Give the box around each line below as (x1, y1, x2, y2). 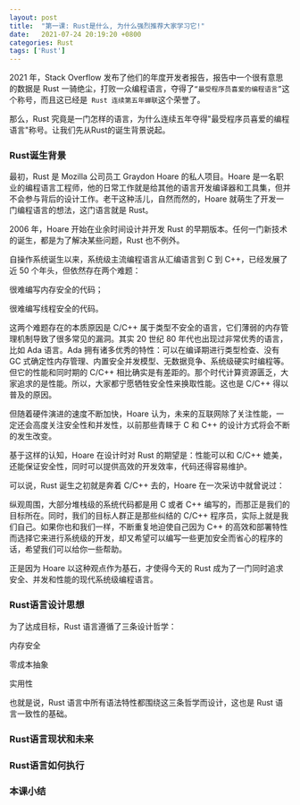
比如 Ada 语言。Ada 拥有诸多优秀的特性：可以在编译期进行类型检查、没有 (9, 345, 279, 355)
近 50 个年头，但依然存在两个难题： (9, 265, 141, 276)
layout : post (9, 13, 58, 22)
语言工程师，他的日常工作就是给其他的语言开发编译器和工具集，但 (39, 183, 283, 193)
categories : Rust (9, 38, 74, 47)
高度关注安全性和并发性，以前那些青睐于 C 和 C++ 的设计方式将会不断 (32, 420, 290, 431)
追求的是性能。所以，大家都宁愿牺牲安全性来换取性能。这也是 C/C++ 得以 (16, 378, 288, 390)
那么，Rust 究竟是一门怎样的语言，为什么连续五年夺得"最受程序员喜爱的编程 (9, 114, 290, 124)
